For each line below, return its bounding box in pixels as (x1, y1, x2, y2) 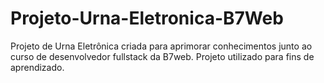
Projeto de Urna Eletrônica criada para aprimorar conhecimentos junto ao (10, 40, 313, 52)
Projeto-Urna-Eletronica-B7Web (10, 7, 284, 30)
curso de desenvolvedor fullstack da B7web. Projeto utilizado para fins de (10, 50, 315, 62)
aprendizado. (10, 61, 65, 73)
